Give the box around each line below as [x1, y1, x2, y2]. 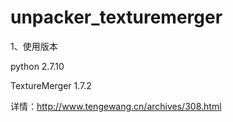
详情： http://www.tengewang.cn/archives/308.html [10, 100, 222, 112]
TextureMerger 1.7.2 [10, 79, 92, 91]
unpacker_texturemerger [10, 6, 223, 29]
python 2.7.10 [10, 60, 65, 72]
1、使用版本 [10, 40, 58, 52]
